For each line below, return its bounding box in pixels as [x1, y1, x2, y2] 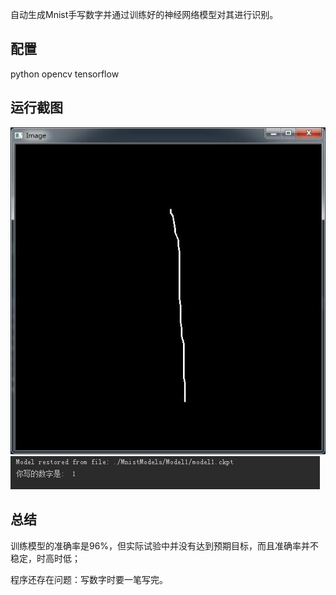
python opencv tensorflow [10, 68, 120, 80]
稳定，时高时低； [10, 552, 81, 564]
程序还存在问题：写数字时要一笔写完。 [10, 573, 168, 585]
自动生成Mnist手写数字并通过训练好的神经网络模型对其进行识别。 [10, 9, 279, 20]
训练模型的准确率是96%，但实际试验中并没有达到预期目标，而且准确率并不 [10, 539, 320, 552]
